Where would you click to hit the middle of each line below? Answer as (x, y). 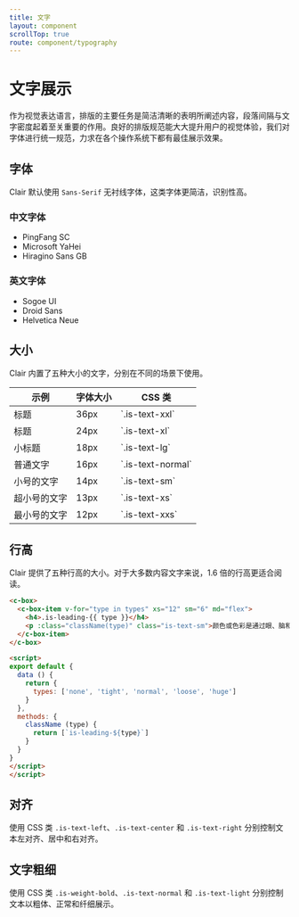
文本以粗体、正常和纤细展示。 (64, 904)
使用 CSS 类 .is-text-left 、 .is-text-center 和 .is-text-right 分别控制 (142, 828)
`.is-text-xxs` (149, 515)
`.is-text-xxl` (148, 414)
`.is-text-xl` (145, 431)
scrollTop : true (39, 34)
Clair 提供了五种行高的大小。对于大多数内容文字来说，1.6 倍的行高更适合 (142, 573)
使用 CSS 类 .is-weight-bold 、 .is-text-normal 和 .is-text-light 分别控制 (146, 893)
